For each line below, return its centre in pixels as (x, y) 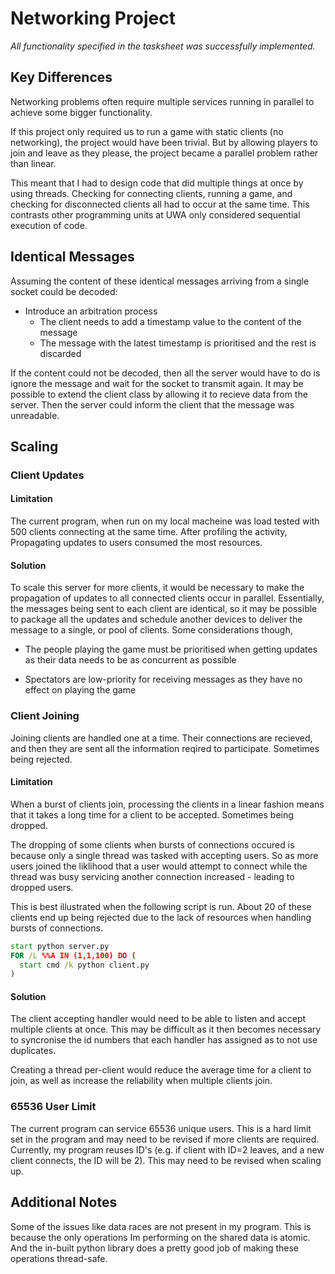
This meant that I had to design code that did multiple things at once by (157, 183)
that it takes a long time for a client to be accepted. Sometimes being (152, 814)
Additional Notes (64, 1202)
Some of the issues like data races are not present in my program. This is (161, 1226)
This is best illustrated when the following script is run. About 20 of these (161, 906)
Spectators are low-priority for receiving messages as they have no (163, 679)
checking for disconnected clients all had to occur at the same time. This (160, 204)
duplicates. (33, 1051)
